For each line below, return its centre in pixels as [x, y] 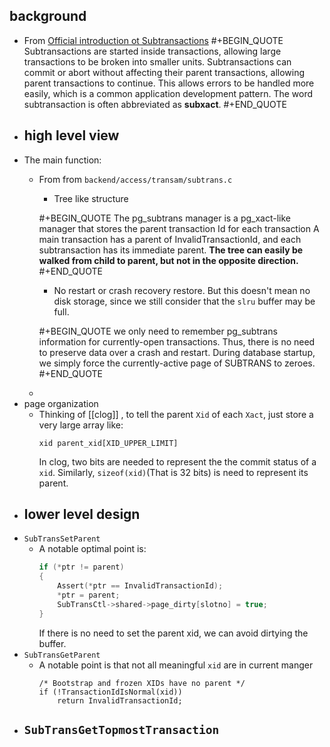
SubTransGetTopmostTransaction [121, 730]
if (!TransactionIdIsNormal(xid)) [110, 692]
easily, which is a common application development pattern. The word [168, 93]
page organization [61, 403]
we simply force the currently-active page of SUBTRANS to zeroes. [177, 363]
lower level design [82, 514]
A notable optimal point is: [92, 549]
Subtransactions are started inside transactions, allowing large [152, 51]
